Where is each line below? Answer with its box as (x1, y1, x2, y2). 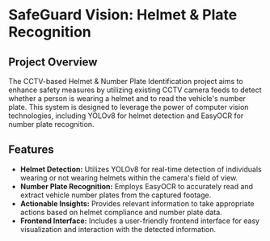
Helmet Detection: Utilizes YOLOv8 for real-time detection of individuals (19, 164, 262, 174)
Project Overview (8, 55, 98, 69)
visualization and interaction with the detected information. (19, 224, 217, 234)
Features (8, 143, 54, 157)
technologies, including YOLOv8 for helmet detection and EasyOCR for (8, 111, 244, 120)
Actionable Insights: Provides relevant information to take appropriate (19, 198, 255, 208)
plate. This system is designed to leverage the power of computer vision (8, 103, 249, 112)
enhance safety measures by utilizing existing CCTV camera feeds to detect (8, 85, 262, 95)
